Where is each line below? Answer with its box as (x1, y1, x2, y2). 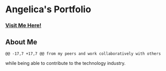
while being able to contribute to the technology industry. (5, 60, 126, 66)
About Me (5, 37, 37, 46)
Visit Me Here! (5, 22, 42, 29)
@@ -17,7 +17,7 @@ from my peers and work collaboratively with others (5, 51, 161, 56)
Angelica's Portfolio (5, 4, 91, 15)
